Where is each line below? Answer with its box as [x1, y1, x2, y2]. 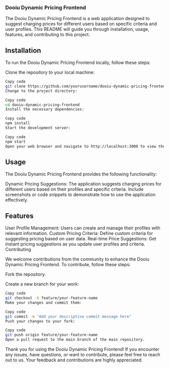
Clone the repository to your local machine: [5, 70, 95, 76]
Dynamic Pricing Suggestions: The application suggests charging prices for [5, 181, 162, 187]
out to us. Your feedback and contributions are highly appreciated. [5, 357, 143, 363]
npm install [5, 120, 30, 126]
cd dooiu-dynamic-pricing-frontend [5, 102, 80, 107]
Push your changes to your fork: [5, 319, 75, 324]
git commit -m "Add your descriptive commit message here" [5, 314, 132, 319]
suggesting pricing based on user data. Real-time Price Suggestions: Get [5, 236, 157, 242]
